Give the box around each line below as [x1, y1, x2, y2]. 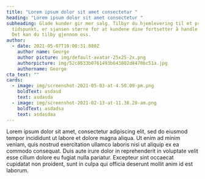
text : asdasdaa [17, 111, 56, 117]
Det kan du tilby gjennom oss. [12, 32, 92, 38]
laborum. [6, 167, 29, 174]
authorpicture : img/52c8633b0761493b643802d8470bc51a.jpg [17, 60, 168, 66]
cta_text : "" [6, 71, 40, 78]
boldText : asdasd [17, 89, 62, 95]
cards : [6, 77, 23, 83]
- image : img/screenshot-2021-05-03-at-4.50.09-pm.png [12, 83, 154, 89]
